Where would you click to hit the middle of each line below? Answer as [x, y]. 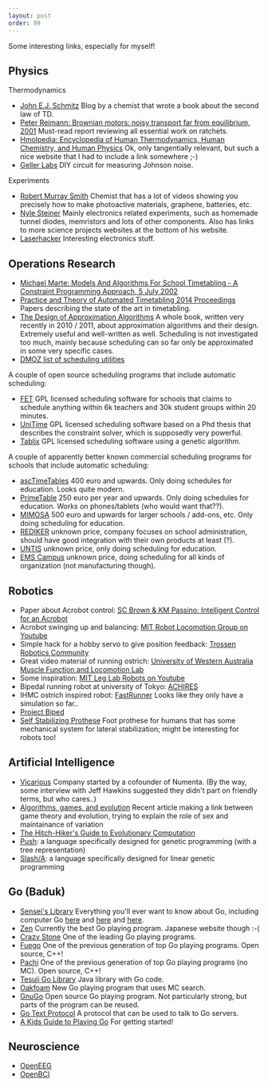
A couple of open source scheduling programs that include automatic [122, 375]
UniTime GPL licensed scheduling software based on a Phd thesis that [135, 424]
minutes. [34, 416]
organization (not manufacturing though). [88, 566]
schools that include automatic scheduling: [79, 465]
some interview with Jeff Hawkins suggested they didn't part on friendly [138, 790]
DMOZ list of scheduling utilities [72, 360]
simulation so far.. [49, 703]
